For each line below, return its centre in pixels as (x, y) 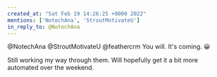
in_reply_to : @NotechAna (44, 27)
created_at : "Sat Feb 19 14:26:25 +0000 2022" (77, 14)
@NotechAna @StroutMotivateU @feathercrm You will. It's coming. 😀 (109, 47)
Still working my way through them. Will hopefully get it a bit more (103, 60)
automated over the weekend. (51, 68)
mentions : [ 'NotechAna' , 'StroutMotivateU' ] (74, 20)
